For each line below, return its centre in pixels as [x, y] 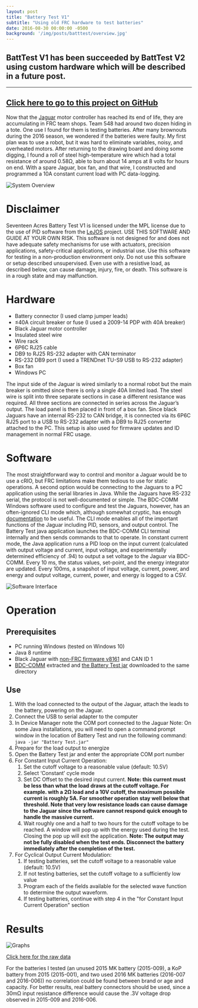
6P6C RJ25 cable [36, 347]
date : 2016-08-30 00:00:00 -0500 [47, 28]
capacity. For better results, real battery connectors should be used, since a [98, 987]
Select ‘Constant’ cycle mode [59, 773]
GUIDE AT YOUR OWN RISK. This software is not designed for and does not [98, 238]
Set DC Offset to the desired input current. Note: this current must [105, 780]
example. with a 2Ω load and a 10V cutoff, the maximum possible [104, 792]
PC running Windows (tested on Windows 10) [70, 646]
